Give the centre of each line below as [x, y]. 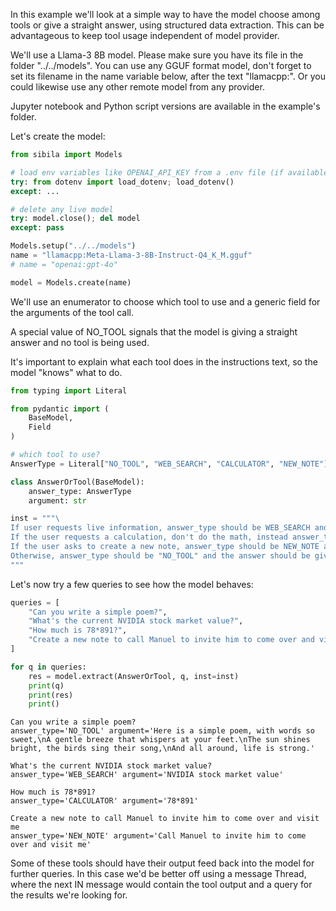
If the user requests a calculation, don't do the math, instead [149, 537]
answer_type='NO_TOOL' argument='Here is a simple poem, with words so [162, 731]
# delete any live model [62, 209]
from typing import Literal [69, 390]
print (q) [46, 685]
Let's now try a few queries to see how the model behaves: [132, 584]
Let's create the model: [58, 136]
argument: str [57, 500]
